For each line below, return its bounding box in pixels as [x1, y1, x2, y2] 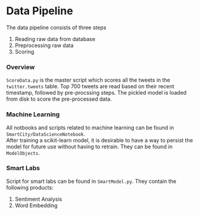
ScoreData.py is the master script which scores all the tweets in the [6, 76, 171, 84]
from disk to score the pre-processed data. [6, 95, 112, 102]
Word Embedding [14, 201, 58, 209]
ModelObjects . [6, 149, 40, 156]
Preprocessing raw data [14, 42, 74, 49]
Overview [6, 63, 35, 71]
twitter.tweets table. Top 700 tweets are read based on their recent [6, 83, 175, 90]
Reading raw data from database [14, 35, 95, 42]
